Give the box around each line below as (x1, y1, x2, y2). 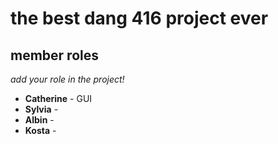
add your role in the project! (10, 73, 125, 85)
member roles (10, 47, 99, 64)
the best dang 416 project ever (10, 7, 269, 30)
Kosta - (24, 125, 57, 136)
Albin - (24, 114, 55, 126)
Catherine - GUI (24, 93, 93, 104)
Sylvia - (24, 103, 59, 115)
